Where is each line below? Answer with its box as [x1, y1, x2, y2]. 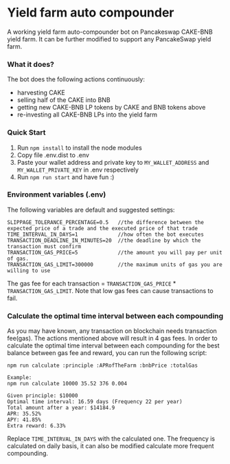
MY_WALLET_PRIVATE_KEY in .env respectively [16, 165, 139, 174]
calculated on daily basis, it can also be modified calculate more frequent [7, 442, 214, 450]
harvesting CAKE [16, 88, 65, 97]
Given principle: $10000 [7, 392, 78, 399]
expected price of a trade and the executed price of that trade [7, 225, 198, 232]
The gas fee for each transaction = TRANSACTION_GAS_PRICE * [7, 279, 176, 288]
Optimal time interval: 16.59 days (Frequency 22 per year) [7, 399, 183, 405]
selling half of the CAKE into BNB [16, 96, 111, 104]
